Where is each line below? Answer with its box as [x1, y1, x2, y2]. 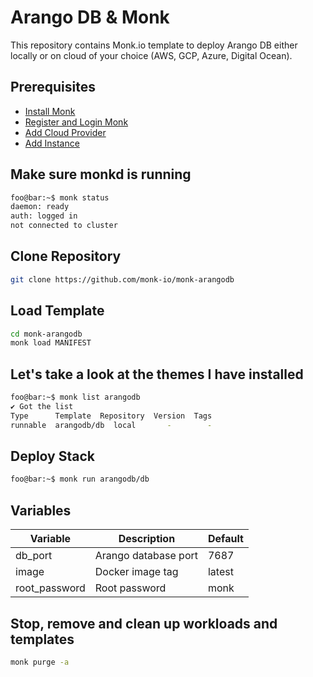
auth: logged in [10, 211, 78, 221]
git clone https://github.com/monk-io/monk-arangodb [10, 274, 235, 285]
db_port [15, 549, 53, 563]
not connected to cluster [10, 221, 118, 231]
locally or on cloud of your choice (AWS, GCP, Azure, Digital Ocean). [10, 49, 293, 61]
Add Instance [24, 137, 80, 149]
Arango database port [94, 549, 198, 563]
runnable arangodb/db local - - [10, 420, 213, 430]
